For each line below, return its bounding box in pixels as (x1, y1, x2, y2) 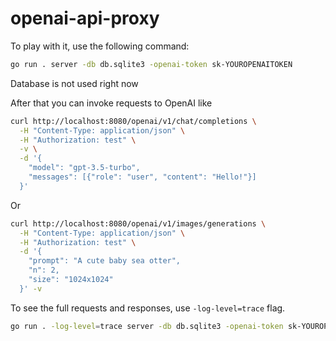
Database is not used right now (10, 77, 139, 89)
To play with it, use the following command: (10, 40, 190, 52)
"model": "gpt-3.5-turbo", (28, 163, 141, 173)
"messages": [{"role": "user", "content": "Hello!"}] (28, 172, 257, 182)
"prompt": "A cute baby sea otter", (28, 256, 182, 266)
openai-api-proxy (10, 7, 160, 30)
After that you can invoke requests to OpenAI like (10, 97, 213, 109)
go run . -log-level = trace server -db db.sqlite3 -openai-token (10, 321, 284, 331)
